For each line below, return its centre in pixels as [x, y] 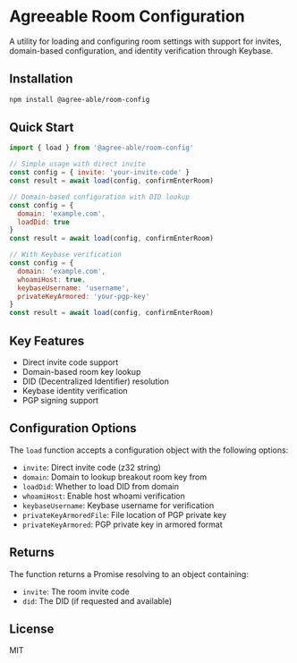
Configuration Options [73, 428]
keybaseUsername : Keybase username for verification [118, 505]
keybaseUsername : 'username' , [73, 288]
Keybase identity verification [75, 391]
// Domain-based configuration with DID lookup [100, 197]
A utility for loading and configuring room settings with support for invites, [145, 41]
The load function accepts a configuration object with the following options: [149, 450]
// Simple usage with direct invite [77, 164]
